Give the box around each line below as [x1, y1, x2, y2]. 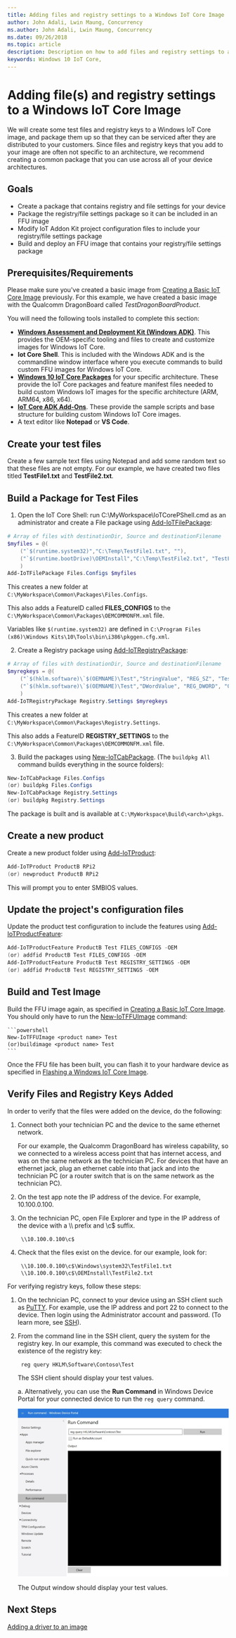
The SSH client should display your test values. [17, 1373, 155, 1382]
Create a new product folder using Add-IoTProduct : [7, 848, 157, 857]
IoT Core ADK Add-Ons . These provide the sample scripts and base [17, 403, 215, 411]
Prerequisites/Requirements [7, 267, 133, 279]
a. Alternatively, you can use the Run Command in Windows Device [17, 1387, 214, 1395]
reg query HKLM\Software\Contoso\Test [20, 1361, 135, 1368]
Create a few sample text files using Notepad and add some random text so [7, 457, 226, 465]
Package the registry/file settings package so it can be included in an [17, 209, 218, 218]
